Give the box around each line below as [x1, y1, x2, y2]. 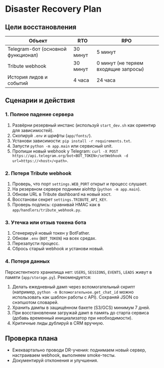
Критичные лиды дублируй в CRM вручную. [12, 320, 104, 326]
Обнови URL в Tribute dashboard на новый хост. [12, 191, 112, 197]
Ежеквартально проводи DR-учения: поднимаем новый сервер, [12, 347, 146, 353]
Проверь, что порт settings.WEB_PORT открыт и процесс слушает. [12, 181, 148, 187]
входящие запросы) [97, 66, 144, 72]
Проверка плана [5, 334, 58, 343]
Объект [28, 38, 47, 44]
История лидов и [7, 74, 48, 80]
